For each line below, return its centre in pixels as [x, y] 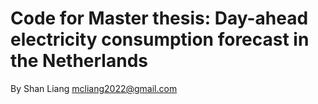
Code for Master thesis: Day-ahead [159, 18]
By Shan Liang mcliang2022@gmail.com [94, 88]
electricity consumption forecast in [160, 39]
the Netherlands [79, 61]
